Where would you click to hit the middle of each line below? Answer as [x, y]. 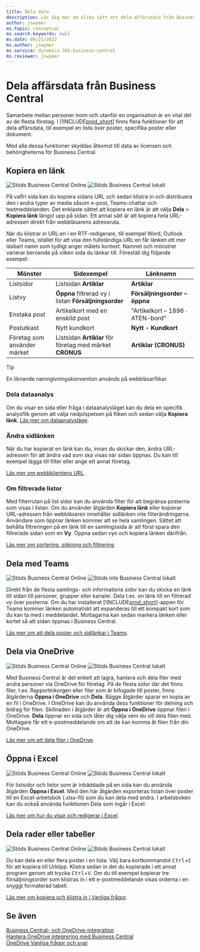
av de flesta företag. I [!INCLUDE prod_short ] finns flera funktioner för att [95, 121]
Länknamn [161, 274]
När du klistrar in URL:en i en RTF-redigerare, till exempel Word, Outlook [95, 234]
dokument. [19, 134]
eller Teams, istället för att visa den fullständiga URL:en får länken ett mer [96, 240]
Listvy [18, 298]
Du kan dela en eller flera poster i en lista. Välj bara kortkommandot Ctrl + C [99, 860]
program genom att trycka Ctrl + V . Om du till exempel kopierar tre [88, 873]
